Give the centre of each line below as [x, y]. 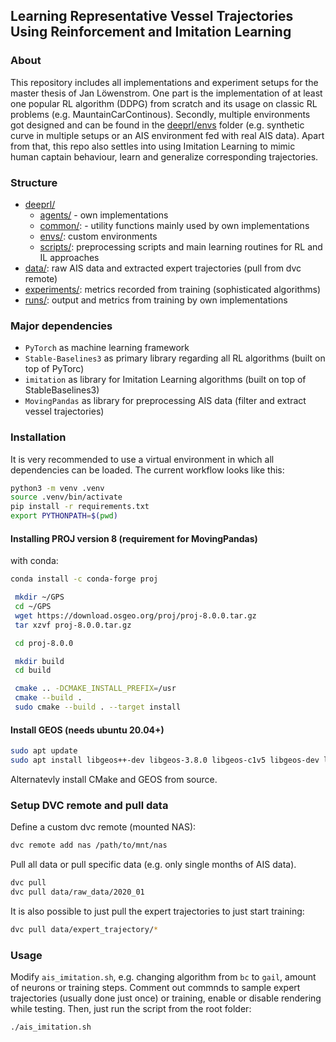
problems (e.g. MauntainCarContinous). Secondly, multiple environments [160, 114]
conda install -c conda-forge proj [84, 579]
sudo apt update [44, 751]
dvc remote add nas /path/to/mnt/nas [89, 845]
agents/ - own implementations [104, 215]
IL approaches [69, 257]
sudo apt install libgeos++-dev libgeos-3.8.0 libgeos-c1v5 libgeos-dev [165, 760]
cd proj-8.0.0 [44, 643]
